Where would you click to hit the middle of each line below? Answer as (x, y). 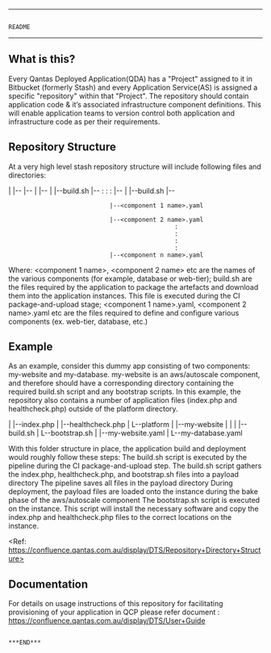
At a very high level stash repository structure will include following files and (135, 166)
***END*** (25, 643)
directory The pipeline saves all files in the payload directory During (121, 483)
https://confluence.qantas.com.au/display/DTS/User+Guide (107, 621)
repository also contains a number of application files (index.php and (123, 400)
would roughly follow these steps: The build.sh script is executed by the (128, 458)
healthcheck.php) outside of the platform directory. (94, 409)
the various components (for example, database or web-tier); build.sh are (130, 278)
